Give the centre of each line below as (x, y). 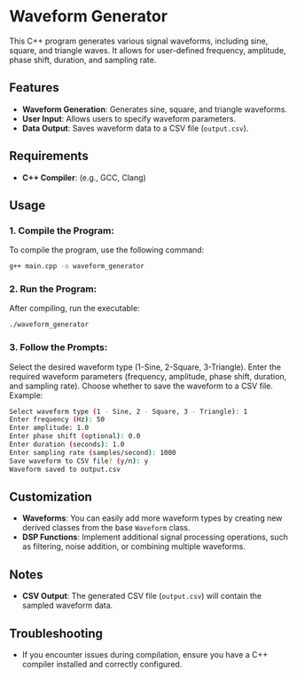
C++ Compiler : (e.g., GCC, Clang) (84, 177)
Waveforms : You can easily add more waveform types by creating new (152, 518)
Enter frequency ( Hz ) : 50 (57, 419)
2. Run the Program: (53, 289)
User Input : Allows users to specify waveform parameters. (129, 118)
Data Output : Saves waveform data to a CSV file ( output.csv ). (135, 128)
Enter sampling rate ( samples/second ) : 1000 (93, 452)
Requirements (49, 156)
